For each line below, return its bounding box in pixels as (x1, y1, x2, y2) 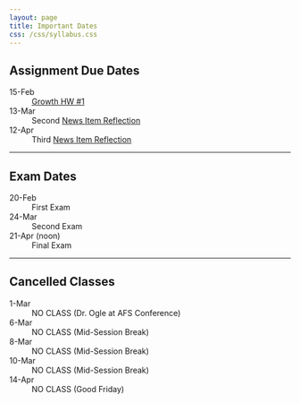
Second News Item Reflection (31, 116, 141, 126)
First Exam (31, 202, 71, 212)
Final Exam (31, 240, 72, 251)
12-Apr (9, 124, 34, 135)
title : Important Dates (9, 21, 98, 30)
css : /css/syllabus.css (9, 30, 98, 39)
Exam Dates (9, 168, 78, 184)
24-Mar (9, 211, 37, 222)
